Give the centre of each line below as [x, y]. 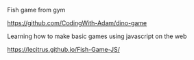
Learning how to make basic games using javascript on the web [97, 36]
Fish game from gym [36, 10]
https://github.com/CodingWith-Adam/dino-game [77, 23]
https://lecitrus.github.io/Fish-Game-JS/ [63, 49]
